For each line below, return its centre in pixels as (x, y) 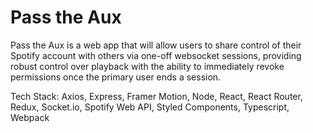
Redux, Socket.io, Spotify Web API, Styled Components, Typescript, (150, 107)
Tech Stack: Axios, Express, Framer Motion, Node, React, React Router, (156, 96)
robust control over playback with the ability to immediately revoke (147, 66)
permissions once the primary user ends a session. (116, 77)
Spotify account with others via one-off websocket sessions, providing (156, 55)
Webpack (30, 117)
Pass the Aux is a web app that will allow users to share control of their (156, 45)
